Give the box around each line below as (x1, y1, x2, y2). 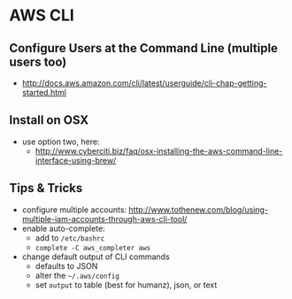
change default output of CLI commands (21, 251, 170, 262)
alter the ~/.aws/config (35, 270, 119, 280)
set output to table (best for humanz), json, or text (35, 280, 218, 290)
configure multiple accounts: (21, 204, 127, 215)
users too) (9, 54, 67, 69)
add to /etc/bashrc (35, 232, 105, 243)
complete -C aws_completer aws (35, 243, 151, 252)
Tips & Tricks (9, 180, 83, 195)
